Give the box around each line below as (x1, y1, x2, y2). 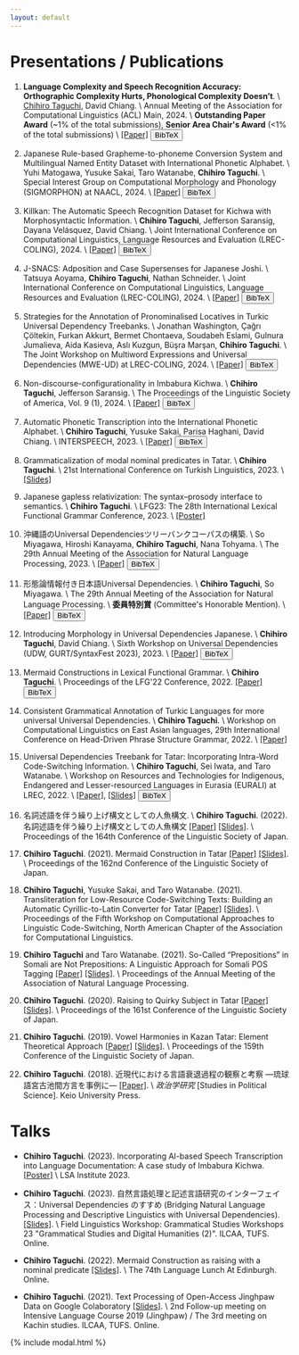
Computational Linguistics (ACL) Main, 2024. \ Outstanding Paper (22, 109, 266, 121)
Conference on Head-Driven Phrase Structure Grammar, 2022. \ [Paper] (22, 734, 287, 744)
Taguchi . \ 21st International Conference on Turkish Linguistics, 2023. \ (22, 464, 284, 475)
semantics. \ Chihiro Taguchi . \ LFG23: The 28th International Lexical (22, 501, 278, 511)
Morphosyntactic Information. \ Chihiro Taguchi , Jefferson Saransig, (22, 215, 275, 226)
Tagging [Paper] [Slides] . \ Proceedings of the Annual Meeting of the (22, 968, 276, 978)
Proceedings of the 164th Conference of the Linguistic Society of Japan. (22, 831, 289, 842)
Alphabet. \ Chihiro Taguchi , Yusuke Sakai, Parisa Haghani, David (22, 426, 265, 436)
